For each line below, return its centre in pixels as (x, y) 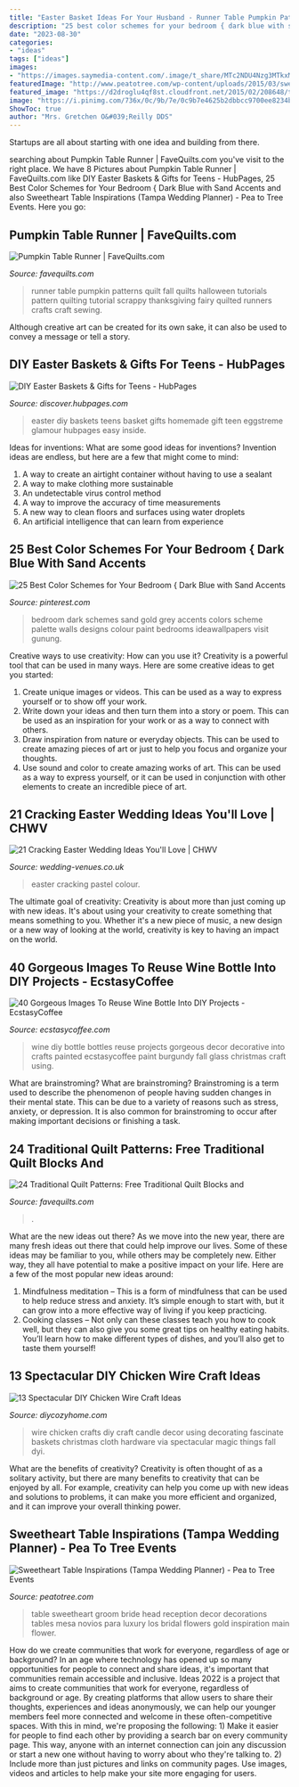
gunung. (46, 638)
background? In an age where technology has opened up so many (130, 1660)
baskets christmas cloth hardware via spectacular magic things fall (153, 1441)
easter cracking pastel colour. (85, 884)
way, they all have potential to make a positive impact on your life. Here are (146, 1265)
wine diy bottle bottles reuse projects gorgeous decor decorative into (158, 1047)
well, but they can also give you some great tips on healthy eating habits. (156, 1329)
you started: (31, 675)
